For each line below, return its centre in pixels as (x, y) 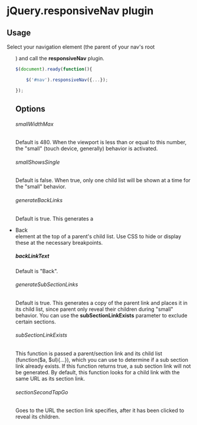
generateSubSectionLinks (47, 284)
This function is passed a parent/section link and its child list (89, 353)
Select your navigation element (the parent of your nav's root (81, 47)
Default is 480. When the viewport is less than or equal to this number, (101, 142)
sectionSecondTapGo (42, 392)
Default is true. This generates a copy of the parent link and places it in (101, 303)
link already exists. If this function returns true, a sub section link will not (103, 366)
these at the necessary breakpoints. (59, 242)
